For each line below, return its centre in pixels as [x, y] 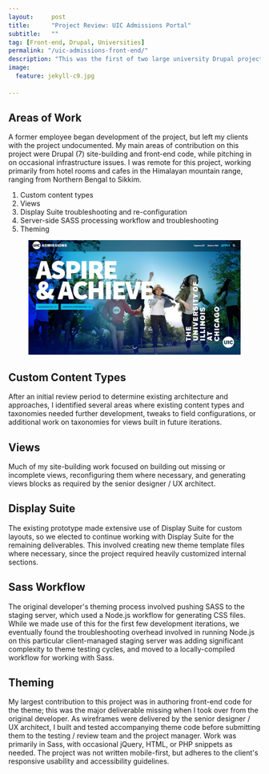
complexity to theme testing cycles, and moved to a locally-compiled [122, 649]
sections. [23, 562]
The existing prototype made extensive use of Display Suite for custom [125, 527]
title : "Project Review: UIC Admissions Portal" [100, 25]
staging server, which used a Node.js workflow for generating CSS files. [127, 615]
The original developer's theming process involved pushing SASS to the [127, 606]
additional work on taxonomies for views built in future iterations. [115, 422]
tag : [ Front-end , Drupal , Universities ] [77, 42]
